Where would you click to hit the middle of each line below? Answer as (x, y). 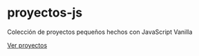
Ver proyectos (27, 45)
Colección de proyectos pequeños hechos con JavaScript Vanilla (100, 32)
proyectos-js (45, 13)
